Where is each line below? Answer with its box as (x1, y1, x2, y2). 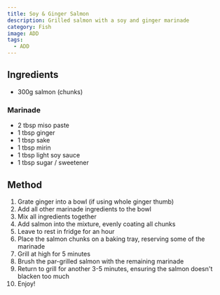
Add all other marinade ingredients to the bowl (17, 204, 152, 213)
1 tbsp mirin (17, 143, 51, 152)
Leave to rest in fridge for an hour (17, 227, 115, 235)
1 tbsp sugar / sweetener (17, 159, 90, 167)
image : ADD (7, 29, 39, 37)
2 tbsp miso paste (17, 121, 70, 130)
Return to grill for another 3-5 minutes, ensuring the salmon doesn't (17, 264, 213, 273)
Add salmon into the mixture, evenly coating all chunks (17, 219, 176, 228)
